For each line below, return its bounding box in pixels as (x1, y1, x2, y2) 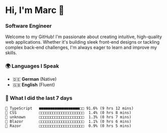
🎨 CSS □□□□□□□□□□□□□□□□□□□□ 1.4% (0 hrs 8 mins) (5, 110, 132, 115)
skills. (5, 50, 17, 56)
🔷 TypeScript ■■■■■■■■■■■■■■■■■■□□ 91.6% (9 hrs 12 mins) (5, 106, 134, 111)
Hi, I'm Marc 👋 (5, 5, 64, 16)
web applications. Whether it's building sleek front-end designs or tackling (5, 39, 160, 45)
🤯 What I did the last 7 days (5, 94, 73, 101)
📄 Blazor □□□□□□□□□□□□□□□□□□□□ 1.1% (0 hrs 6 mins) (5, 119, 132, 124)
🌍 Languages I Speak (5, 63, 59, 70)
